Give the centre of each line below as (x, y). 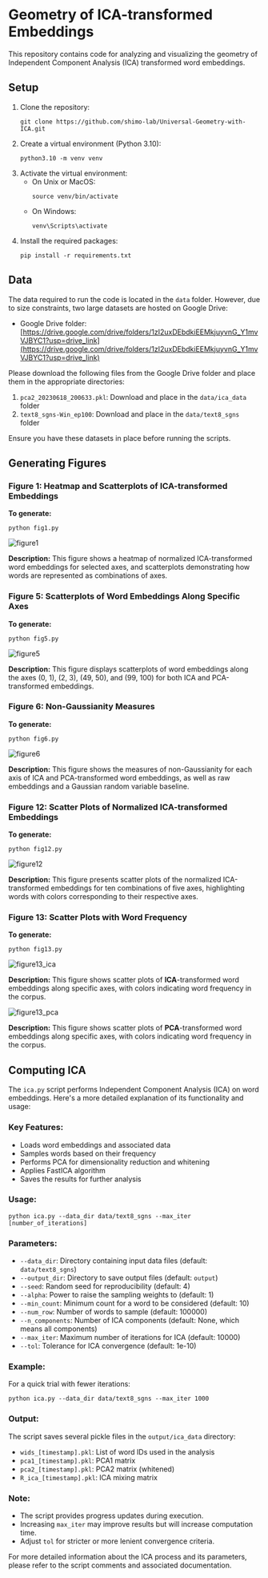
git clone (36, 122)
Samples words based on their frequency (88, 1153)
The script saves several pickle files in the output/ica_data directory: (122, 1436)
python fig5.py (34, 639)
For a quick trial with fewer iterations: (69, 1384)
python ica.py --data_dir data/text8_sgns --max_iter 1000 (109, 1399)
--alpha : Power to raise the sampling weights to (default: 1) (117, 1295)
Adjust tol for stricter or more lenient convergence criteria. (117, 1541)
